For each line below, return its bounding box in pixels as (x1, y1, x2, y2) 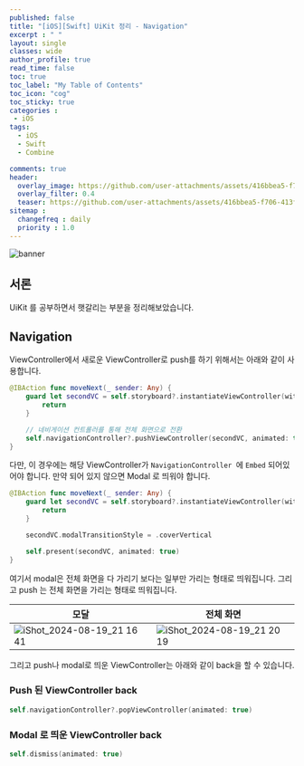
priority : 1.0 (17, 223, 75, 232)
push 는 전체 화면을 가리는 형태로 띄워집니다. (18, 584, 177, 595)
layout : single (9, 38, 67, 48)
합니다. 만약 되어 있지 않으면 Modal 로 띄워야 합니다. (25, 471, 211, 482)
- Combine (17, 148, 54, 157)
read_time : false (9, 64, 75, 73)
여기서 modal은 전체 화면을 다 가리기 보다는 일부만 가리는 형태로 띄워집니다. (9, 572, 276, 584)
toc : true (9, 72, 47, 81)
